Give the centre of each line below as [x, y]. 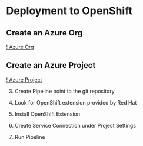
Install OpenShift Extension [47, 114]
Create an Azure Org [44, 33]
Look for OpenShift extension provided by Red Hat [76, 102]
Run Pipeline [30, 137]
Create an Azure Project [51, 65]
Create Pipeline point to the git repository [64, 91]
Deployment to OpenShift [69, 11]
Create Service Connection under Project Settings [75, 125]
